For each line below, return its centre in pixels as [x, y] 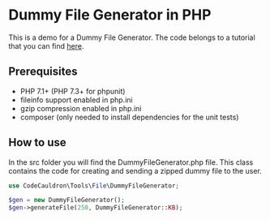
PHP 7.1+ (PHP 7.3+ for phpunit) [73, 91]
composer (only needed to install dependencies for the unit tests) [129, 117]
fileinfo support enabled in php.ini [76, 100]
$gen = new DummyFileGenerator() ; [67, 201]
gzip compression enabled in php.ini [81, 108]
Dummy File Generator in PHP [110, 15]
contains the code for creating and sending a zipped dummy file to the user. [135, 170]
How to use [37, 142]
